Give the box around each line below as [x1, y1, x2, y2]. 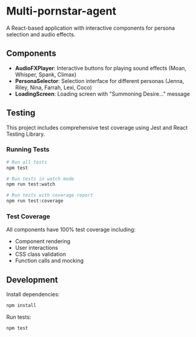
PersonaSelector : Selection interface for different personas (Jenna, [15, 77, 185, 84]
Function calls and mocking [15, 257, 84, 264]
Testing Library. [6, 130, 45, 138]
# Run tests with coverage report [6, 192, 94, 198]
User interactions [15, 244, 59, 252]
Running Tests [6, 145, 50, 154]
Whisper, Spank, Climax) [15, 71, 77, 78]
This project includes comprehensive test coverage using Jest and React [6, 124, 188, 131]
